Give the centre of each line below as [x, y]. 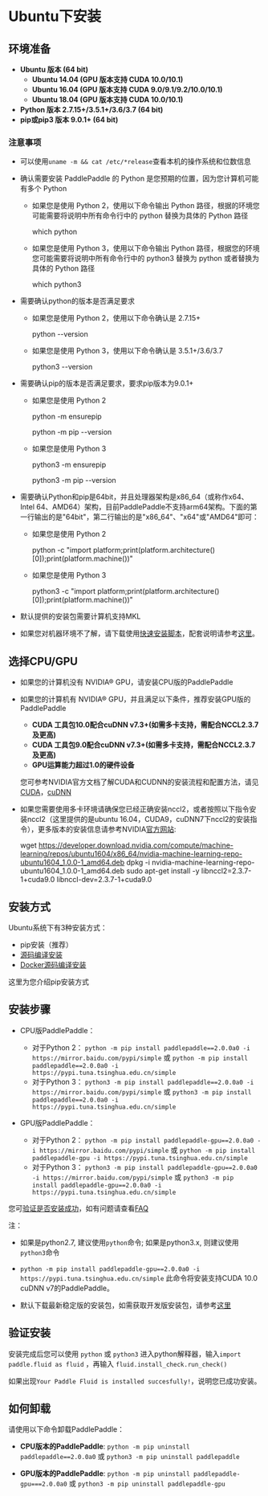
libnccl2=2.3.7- [226, 871]
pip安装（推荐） [47, 944]
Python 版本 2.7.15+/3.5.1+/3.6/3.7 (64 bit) [91, 110]
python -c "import [62, 550]
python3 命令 [40, 1252]
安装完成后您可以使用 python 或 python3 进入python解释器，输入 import [125, 1354]
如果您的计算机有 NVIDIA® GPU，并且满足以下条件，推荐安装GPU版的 [135, 699]
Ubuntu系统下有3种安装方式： [58, 927]
